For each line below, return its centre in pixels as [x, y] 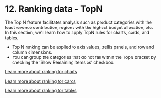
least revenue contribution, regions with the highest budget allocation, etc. [79, 27]
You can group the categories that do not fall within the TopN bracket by [84, 57]
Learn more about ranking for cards [40, 81]
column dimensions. [32, 52]
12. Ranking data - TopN [54, 9]
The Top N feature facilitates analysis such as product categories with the [79, 22]
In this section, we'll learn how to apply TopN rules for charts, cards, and [77, 32]
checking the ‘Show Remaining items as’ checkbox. [63, 62]
